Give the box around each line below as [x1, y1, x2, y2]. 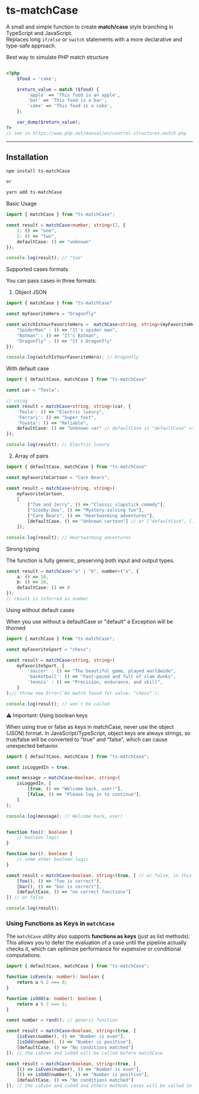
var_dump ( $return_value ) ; [17, 119, 81, 125]
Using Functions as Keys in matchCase [6, 919, 115, 927]
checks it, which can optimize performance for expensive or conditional [6, 945, 181, 952]
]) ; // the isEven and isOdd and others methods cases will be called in [6, 1083, 192, 1089]
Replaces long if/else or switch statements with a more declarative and [6, 36, 182, 43]
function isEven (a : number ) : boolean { [6, 974, 105, 980]
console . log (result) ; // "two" [6, 255, 84, 261]
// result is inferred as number [6, 596, 89, 602]
